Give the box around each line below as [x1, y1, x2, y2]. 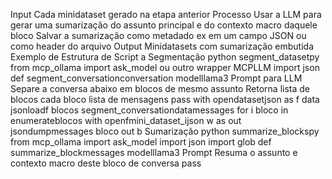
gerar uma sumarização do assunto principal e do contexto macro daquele [10, 19, 318, 31]
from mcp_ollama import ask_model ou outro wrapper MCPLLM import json [10, 62, 320, 73]
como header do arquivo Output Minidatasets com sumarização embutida [10, 40, 315, 52]
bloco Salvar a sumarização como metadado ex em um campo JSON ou [10, 30, 307, 41]
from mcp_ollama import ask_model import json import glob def [10, 136, 272, 148]
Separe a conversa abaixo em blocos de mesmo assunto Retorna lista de [10, 83, 311, 94]
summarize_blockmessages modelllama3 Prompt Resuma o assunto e [10, 147, 298, 158]
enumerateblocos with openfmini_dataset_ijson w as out [10, 115, 242, 126]
